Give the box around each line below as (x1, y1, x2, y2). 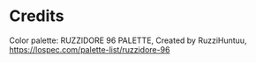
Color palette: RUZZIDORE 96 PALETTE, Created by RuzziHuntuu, (9, 35, 247, 45)
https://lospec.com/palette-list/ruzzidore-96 (9, 44, 170, 54)
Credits (9, 6, 64, 26)
